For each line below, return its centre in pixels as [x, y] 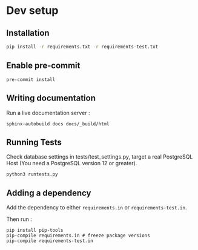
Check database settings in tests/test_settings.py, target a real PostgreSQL [100, 157]
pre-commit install [31, 79]
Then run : [19, 219]
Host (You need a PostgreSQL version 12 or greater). [72, 163]
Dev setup [32, 11]
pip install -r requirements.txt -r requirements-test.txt [82, 47]
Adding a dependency [49, 193]
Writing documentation [51, 98]
